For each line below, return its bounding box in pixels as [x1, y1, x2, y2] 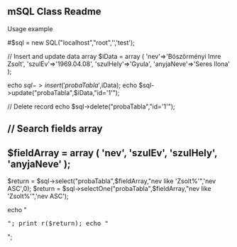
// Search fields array [7, 123, 103, 135]
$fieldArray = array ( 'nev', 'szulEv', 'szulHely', [7, 147, 218, 159]
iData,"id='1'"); [77, 88, 120, 97]
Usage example [7, 24, 53, 33]
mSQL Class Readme [7, 6, 101, 18]
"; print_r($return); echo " [7, 219, 109, 228]
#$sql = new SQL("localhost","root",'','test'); [7, 38, 135, 47]
